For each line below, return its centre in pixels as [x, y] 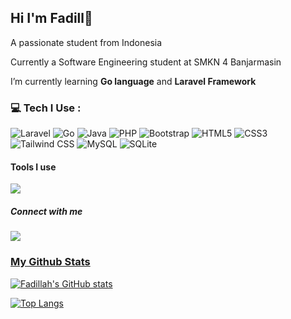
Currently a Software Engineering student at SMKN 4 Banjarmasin [146, 62]
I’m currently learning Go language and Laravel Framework [133, 81]
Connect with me [46, 211]
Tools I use [33, 167]
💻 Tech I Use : [46, 108]
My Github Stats [50, 262]
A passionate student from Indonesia [86, 42]
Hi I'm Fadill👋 [51, 18]
